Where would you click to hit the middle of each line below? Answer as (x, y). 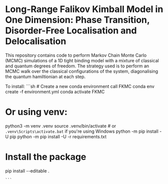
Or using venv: (36, 112)
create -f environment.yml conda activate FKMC (55, 91)
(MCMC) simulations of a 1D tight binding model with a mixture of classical (82, 60)
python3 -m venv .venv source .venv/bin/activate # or (61, 126)
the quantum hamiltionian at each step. (45, 76)
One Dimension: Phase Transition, (77, 20)
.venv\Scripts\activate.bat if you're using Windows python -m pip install (82, 131)
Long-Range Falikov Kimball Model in (84, 9)
